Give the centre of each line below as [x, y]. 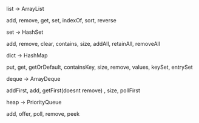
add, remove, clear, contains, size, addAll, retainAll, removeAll [83, 44]
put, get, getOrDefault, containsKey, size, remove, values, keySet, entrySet [99, 67]
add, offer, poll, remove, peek [43, 114]
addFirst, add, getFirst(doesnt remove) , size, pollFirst [73, 90]
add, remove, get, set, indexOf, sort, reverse [61, 20]
